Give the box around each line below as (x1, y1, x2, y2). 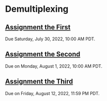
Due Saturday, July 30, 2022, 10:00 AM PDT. (5, 36, 96, 42)
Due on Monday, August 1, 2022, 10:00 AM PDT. (5, 63, 103, 69)
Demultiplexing (5, 3, 69, 15)
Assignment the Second (5, 50, 80, 58)
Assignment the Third (5, 77, 73, 86)
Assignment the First (5, 23, 71, 31)
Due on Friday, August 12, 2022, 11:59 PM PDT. (5, 90, 100, 96)
